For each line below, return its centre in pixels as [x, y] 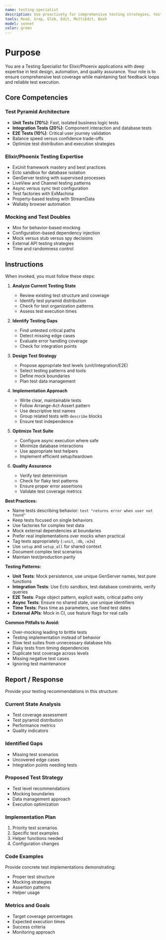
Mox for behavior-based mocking [46, 228]
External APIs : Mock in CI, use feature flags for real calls [70, 613]
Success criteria [29, 927]
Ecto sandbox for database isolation [49, 173]
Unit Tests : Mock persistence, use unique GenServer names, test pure [84, 576]
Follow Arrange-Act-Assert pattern [55, 406]
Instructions [24, 264]
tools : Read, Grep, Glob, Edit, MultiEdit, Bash [56, 19]
